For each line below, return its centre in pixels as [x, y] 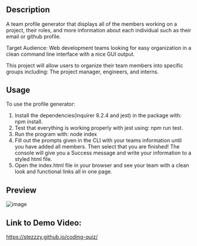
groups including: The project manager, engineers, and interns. [82, 72]
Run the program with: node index [56, 134]
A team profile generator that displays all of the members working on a [92, 24]
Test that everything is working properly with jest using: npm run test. [99, 128]
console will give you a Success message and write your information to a [103, 153]
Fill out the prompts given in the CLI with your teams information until [98, 140]
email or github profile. [34, 36]
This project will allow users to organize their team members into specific [95, 65]
